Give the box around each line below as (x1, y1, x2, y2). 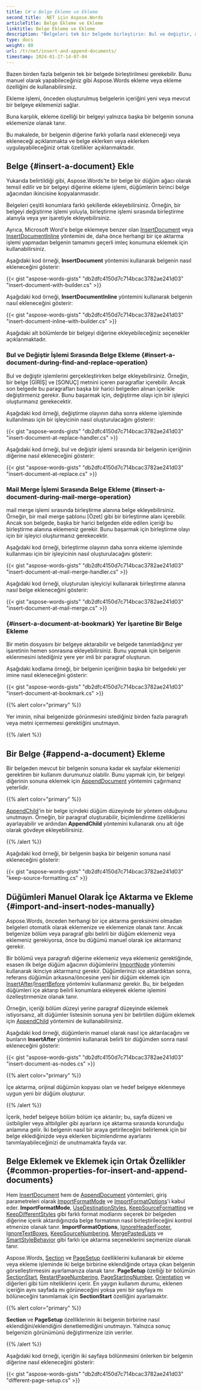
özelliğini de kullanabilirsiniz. (6, 83, 77, 90)
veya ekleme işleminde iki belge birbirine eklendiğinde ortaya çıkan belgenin (6, 1260, 195, 1268)
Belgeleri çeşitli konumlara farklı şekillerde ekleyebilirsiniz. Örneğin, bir (6, 201, 182, 209)
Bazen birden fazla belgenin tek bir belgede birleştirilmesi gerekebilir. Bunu (6, 70, 192, 77)
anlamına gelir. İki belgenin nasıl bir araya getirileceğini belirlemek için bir (6, 1126, 187, 1133)
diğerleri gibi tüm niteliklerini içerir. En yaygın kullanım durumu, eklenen (6, 1280, 183, 1287)
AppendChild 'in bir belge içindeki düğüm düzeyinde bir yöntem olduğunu (6, 807, 188, 815)
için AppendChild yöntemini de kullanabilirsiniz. (6, 1017, 123, 1025)
